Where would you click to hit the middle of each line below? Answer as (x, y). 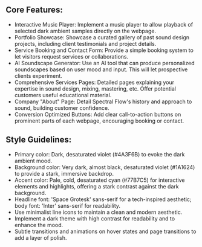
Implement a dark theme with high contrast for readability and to (95, 218)
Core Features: (34, 10)
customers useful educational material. (63, 95)
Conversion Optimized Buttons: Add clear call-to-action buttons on (98, 114)
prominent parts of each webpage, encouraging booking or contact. (99, 121)
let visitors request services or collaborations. (71, 56)
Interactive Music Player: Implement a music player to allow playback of (104, 24)
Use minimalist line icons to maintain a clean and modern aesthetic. (98, 212)
